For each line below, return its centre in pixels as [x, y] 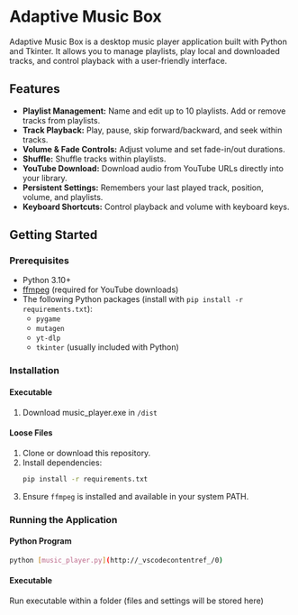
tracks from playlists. [61, 120]
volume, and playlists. [63, 197]
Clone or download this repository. [86, 453]
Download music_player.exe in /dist [90, 412]
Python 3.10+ [47, 280]
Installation [35, 371]
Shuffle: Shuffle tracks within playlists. [94, 159]
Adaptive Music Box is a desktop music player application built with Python [149, 41]
